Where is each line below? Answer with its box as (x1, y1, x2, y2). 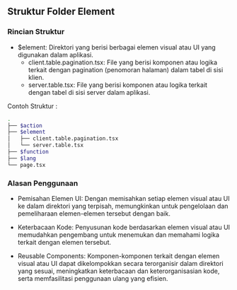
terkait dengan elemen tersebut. (17, 238, 112, 246)
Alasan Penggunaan (7, 178, 79, 188)
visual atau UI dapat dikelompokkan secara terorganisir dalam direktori (17, 259, 224, 267)
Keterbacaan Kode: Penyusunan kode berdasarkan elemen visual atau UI (17, 223, 231, 231)
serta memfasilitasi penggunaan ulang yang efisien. (17, 274, 168, 282)
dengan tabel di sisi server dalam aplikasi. (28, 88, 151, 96)
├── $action (7, 122, 42, 129)
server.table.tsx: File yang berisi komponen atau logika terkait (28, 81, 207, 89)
